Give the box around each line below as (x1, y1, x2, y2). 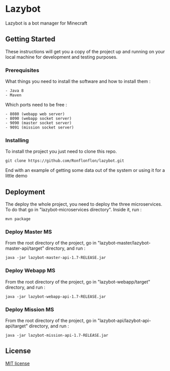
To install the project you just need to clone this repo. (5, 148, 117, 155)
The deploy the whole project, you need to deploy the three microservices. (5, 201, 162, 207)
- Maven (5, 93, 22, 98)
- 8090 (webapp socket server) (5, 116, 72, 121)
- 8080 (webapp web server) (5, 112, 65, 117)
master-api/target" (5, 245, 44, 251)
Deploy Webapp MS (5, 267, 56, 274)
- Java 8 (5, 88, 24, 94)
